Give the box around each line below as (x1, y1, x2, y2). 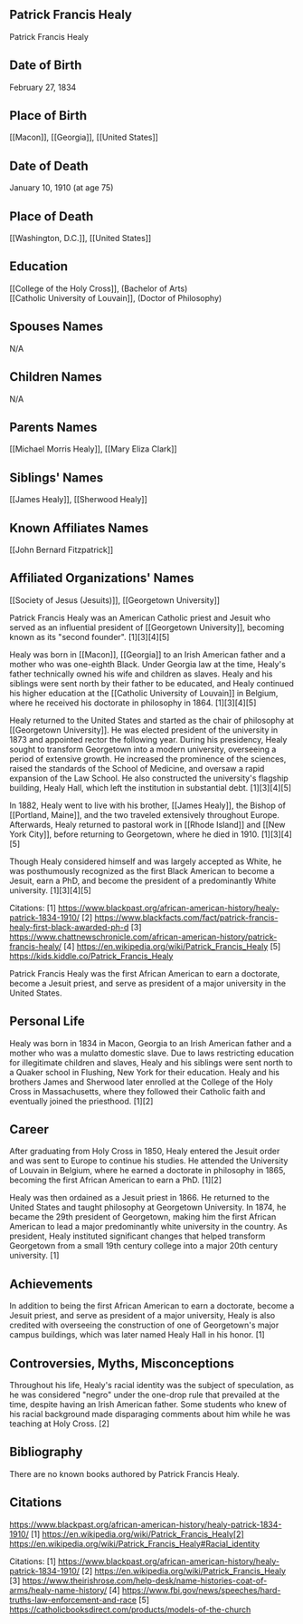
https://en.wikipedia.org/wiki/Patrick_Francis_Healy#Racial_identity (9, 1538, 260, 1549)
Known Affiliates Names (9, 520, 149, 536)
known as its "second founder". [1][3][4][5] (9, 631, 170, 642)
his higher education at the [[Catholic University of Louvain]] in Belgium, (9, 687, 279, 698)
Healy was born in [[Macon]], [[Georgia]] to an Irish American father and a (9, 648, 287, 660)
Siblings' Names (9, 470, 104, 485)
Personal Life (9, 1014, 86, 1029)
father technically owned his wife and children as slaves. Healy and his (9, 668, 273, 679)
